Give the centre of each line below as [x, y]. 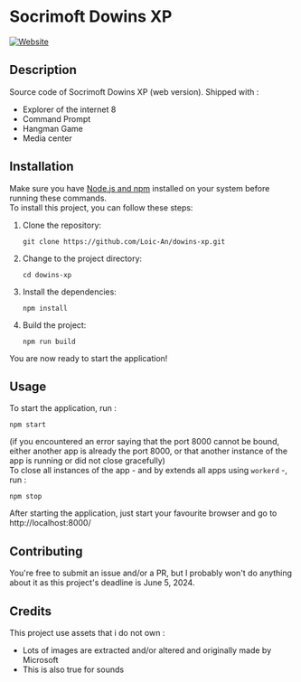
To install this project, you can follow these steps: [101, 207]
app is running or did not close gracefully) [87, 461]
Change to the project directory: [82, 258]
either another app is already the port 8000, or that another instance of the [148, 451]
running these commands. [58, 198]
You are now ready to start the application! [89, 358]
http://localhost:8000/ [51, 523]
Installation [42, 167]
